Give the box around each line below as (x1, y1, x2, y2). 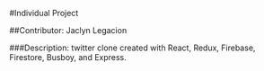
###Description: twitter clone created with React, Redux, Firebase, (9, 42, 256, 53)
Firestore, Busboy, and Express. (9, 52, 128, 62)
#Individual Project (9, 8, 79, 18)
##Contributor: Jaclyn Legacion (9, 25, 128, 35)
